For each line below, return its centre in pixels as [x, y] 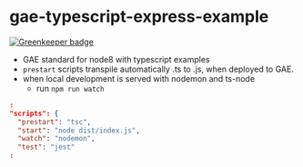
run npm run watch [70, 88]
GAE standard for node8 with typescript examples [116, 59]
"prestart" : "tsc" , [55, 122]
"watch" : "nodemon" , [56, 139]
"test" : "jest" [46, 147]
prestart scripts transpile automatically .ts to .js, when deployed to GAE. [158, 69]
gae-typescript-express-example [139, 17]
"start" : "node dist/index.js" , [79, 130]
